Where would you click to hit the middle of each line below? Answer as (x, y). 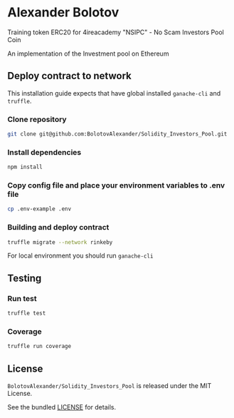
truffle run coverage (39, 347)
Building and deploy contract (58, 228)
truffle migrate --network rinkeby (60, 242)
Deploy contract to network (69, 76)
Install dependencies (44, 152)
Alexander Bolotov (63, 12)
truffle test (27, 313)
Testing (25, 278)
